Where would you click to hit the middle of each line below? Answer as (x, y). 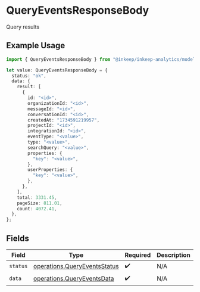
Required (138, 255)
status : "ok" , (29, 76)
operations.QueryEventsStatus (76, 266)
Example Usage (36, 46)
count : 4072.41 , (37, 209)
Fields (18, 238)
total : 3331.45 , (37, 197)
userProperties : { (50, 170)
